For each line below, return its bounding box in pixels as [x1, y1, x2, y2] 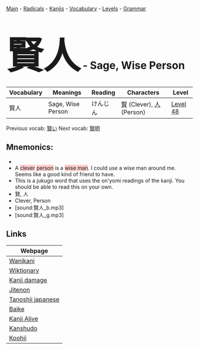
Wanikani [9, 256, 35, 265]
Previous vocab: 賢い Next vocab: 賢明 [6, 125, 100, 132]
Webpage [20, 246, 49, 254]
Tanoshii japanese [9, 295, 60, 303]
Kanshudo [9, 324, 37, 332]
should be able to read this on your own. [14, 183, 114, 190]
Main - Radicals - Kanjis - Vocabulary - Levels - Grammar [6, 5, 146, 12]
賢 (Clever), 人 [121, 100, 161, 109]
